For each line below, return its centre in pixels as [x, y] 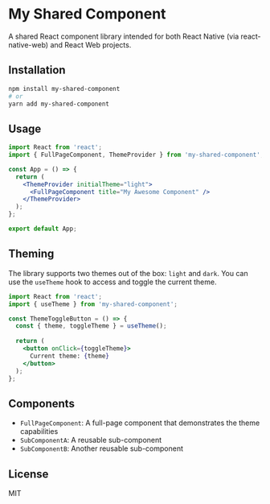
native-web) [29, 44]
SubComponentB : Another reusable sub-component [101, 448]
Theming [31, 254]
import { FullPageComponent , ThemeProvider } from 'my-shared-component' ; [136, 155]
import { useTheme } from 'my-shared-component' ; [93, 304]
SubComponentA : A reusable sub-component [91, 440]
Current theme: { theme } [70, 356]
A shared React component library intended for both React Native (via [124, 36]
